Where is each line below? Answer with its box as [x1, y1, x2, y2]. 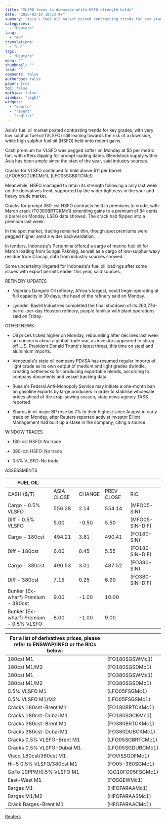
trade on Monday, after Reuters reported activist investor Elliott [12, 414, 140, 420]
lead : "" [5, 68, 23, 73]
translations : [5, 40, 35, 45]
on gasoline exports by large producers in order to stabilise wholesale [12, 388, 155, 394]
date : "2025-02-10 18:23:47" [5, 12, 65, 17]
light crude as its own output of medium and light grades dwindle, [12, 363, 146, 369]
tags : [5, 49, 16, 54]
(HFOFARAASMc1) [107, 793, 152, 800]
